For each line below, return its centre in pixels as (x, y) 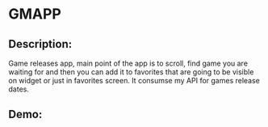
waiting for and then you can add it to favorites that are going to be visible (131, 72)
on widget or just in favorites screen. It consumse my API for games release (134, 80)
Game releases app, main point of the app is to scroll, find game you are (128, 63)
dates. (19, 89)
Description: (40, 44)
